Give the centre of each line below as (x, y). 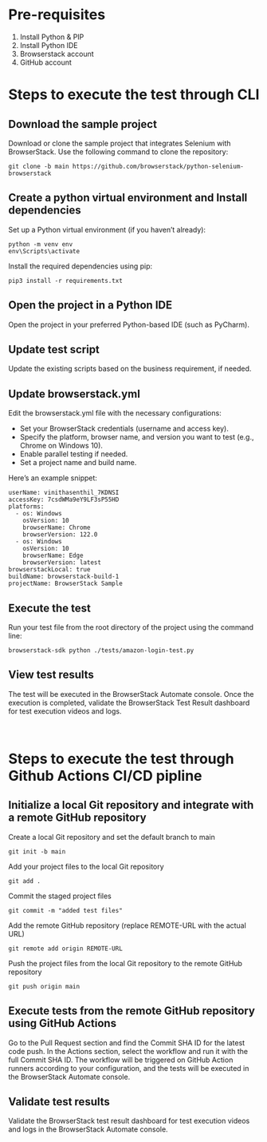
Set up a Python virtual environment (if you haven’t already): (107, 229)
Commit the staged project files (60, 896)
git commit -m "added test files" (66, 910)
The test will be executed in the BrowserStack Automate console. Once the (131, 694)
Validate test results (59, 1102)
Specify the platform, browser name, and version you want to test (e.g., (137, 437)
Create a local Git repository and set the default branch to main (112, 837)
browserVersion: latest (62, 563)
